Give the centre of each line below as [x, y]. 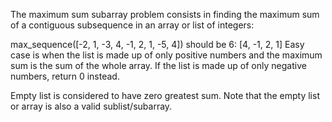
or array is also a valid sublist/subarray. [91, 106]
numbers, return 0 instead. [65, 76]
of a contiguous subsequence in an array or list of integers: [132, 25]
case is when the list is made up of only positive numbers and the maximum [166, 55]
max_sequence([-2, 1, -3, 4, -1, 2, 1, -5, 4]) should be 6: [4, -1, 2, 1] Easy [157, 44]
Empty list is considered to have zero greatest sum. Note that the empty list [165, 95]
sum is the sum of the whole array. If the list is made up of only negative [158, 65]
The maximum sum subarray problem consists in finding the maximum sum [165, 14]
